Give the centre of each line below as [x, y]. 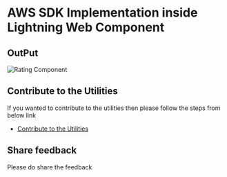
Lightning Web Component [86, 27]
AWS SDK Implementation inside [102, 13]
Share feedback [42, 150]
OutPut [23, 53]
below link [22, 115]
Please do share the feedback [50, 167]
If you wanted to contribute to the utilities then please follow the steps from [114, 108]
